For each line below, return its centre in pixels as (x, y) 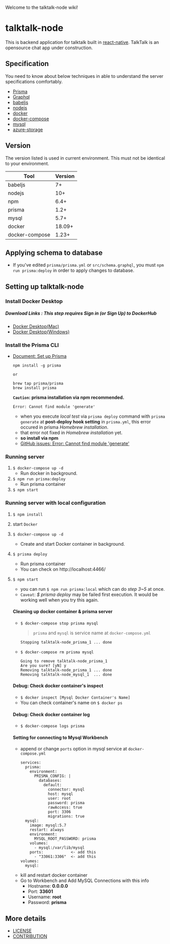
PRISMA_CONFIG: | (53, 776)
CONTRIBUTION (30, 936)
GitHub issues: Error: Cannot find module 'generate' (75, 443)
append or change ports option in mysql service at (74, 749)
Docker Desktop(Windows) (41, 332)
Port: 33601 (41, 892)
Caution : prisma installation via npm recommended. (68, 397)
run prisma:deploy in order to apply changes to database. (73, 270)
